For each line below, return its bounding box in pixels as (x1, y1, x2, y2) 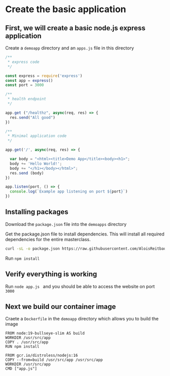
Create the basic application (5, 4, 126, 15)
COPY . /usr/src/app (5, 340, 49, 345)
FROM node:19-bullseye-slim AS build (5, 331, 85, 336)
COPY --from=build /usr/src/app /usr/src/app (5, 357, 103, 362)
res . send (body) (10, 170, 44, 175)
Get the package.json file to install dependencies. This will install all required (5, 231, 164, 237)
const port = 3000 (5, 82, 44, 88)
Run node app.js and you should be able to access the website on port (5, 283, 155, 289)
